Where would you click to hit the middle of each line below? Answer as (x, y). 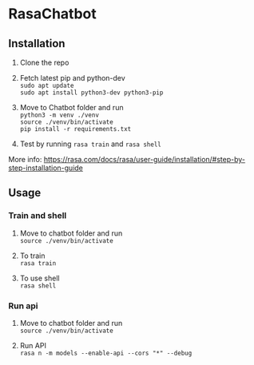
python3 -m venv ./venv (60, 115)
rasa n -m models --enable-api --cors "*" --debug (106, 353)
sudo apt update (47, 85)
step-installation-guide (46, 168)
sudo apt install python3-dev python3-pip (91, 93)
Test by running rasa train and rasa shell (90, 144)
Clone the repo (44, 62)
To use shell (40, 278)
